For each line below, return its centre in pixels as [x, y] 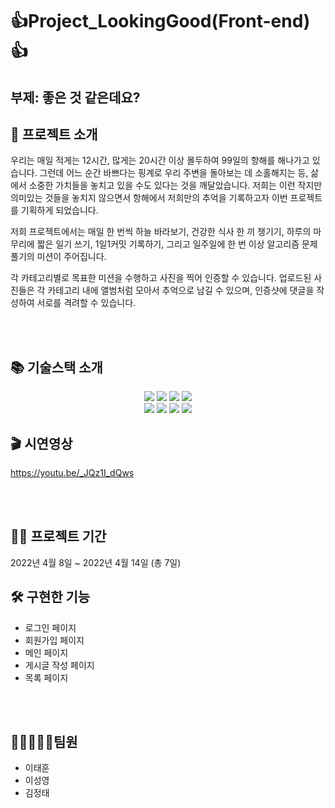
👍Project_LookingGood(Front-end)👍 [160, 21]
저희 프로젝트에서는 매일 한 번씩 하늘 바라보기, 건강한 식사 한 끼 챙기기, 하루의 [161, 232]
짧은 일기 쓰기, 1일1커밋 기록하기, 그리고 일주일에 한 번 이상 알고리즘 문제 [177, 244]
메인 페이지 [46, 652]
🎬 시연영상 [41, 443]
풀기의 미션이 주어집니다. [58, 257]
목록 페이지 [46, 677]
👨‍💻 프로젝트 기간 [58, 536]
